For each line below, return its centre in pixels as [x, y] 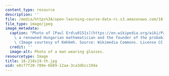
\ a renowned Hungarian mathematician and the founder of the [81, 38]
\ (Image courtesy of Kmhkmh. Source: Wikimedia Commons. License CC [89, 42]
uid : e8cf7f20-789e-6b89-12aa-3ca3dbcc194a [52, 65]
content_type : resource [30, 10]
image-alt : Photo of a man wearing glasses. [57, 51]
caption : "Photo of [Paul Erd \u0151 [48, 33]
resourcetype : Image [27, 56]
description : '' [22, 14]
